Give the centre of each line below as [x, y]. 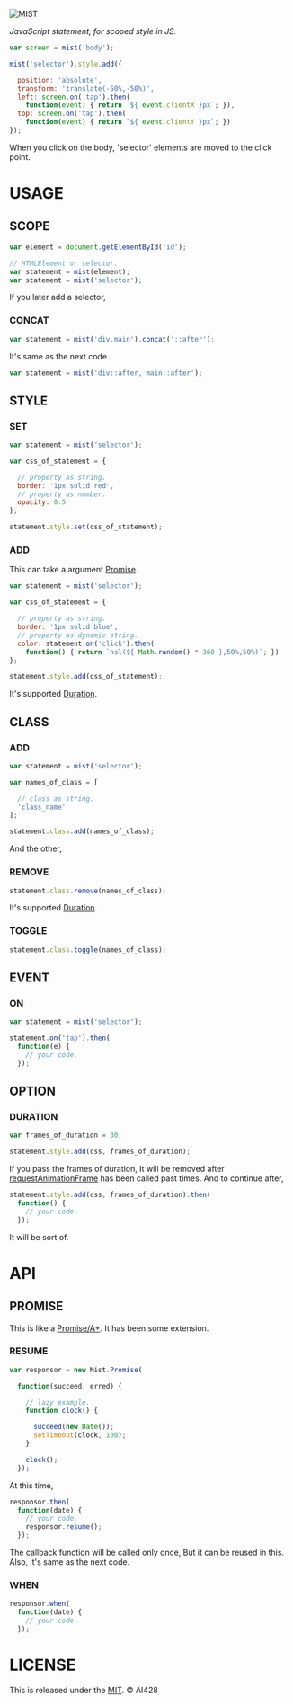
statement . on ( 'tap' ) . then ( [60, 1038]
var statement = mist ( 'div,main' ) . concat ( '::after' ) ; [112, 339]
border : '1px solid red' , [66, 485]
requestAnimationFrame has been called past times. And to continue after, [146, 1178]
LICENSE [43, 1665]
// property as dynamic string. [78, 635]
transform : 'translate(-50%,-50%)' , [86, 89]
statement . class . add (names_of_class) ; [82, 831]
